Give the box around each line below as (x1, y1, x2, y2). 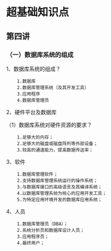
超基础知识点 (6, 5, 70, 19)
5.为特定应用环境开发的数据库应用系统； (17, 197, 103, 203)
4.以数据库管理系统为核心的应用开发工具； (17, 190, 107, 196)
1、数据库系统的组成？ (6, 65, 61, 72)
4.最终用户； (17, 240, 45, 246)
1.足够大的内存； (17, 134, 54, 140)
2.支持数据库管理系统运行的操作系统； (17, 177, 98, 183)
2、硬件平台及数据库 (6, 108, 57, 115)
